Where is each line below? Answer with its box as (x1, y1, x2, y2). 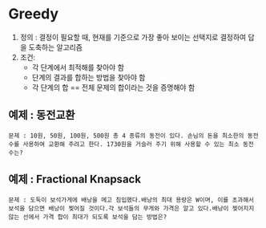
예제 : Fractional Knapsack (8, 173, 142, 186)
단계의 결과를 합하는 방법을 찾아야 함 (31, 72, 146, 82)
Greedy (8, 5, 58, 23)
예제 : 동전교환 (8, 108, 75, 122)
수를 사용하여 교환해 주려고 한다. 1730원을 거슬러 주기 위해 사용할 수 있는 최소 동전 (8, 140, 254, 149)
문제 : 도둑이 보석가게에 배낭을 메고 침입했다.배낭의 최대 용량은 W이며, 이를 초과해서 (8, 196, 255, 204)
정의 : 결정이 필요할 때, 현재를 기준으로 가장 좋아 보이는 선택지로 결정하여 (19, 32, 247, 42)
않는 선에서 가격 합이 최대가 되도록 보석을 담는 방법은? (8, 213, 167, 221)
